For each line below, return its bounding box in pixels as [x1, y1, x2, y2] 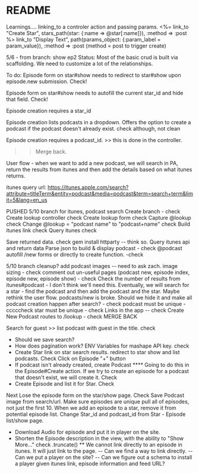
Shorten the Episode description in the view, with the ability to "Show [14, 434, 184, 442]
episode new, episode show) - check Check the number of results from [6, 275, 181, 282]
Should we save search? [14, 336, 75, 343]
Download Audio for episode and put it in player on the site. [14, 428, 160, 436]
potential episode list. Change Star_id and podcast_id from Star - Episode [6, 411, 186, 418]
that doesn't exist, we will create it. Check [14, 374, 118, 381]
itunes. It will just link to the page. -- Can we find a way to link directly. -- [14, 447, 193, 455]
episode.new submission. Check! [6, 78, 87, 85]
